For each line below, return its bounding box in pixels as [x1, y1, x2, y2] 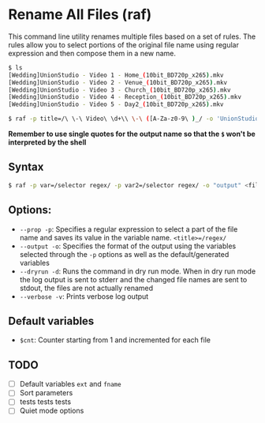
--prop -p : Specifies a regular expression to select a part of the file [19, 224, 238, 234]
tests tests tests [19, 397, 72, 406]
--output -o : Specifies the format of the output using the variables [19, 241, 237, 251]
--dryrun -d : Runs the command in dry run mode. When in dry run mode [19, 266, 256, 276]
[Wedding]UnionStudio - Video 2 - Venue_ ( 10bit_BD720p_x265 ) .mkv [8, 78, 227, 86]
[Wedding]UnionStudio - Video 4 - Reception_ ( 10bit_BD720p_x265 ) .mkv [8, 93, 242, 101]
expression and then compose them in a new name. [8, 48, 176, 58]
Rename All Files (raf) [8, 6, 152, 24]
